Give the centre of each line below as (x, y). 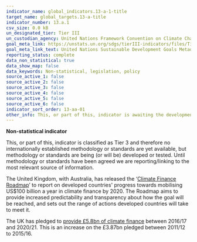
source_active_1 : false (35, 77)
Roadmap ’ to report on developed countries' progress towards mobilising (94, 185)
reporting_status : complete (40, 55)
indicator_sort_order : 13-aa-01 (45, 109)
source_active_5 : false (35, 98)
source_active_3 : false (35, 88)
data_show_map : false (33, 66)
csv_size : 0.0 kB (27, 28)
